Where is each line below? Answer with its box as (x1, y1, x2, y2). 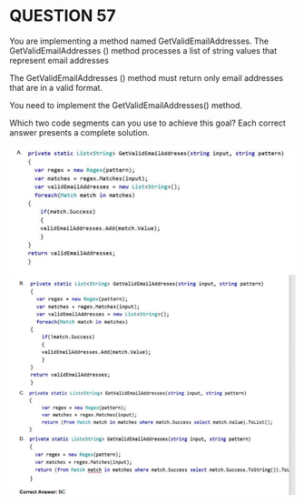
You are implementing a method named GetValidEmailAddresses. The (9, 35, 270, 46)
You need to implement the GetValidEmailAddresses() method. (9, 99, 243, 110)
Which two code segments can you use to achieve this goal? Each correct (9, 117, 286, 128)
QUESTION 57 (9, 5, 116, 26)
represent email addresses (9, 55, 109, 66)
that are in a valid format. (9, 82, 103, 93)
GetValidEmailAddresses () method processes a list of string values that (9, 45, 278, 55)
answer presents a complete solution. (9, 126, 150, 137)
